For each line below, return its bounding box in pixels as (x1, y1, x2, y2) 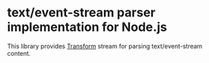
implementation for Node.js (7, 19, 167, 35)
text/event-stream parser (7, 5, 156, 21)
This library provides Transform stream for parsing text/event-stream (7, 42, 203, 50)
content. (7, 49, 31, 58)
